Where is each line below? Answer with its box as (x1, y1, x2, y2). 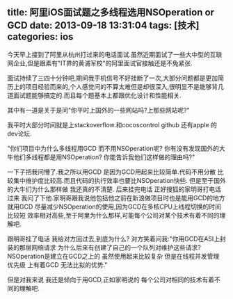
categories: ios (7, 31, 74, 43)
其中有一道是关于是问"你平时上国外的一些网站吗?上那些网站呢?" (7, 106, 190, 114)
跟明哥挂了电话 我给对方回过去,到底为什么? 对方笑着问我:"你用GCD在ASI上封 (7, 234, 226, 243)
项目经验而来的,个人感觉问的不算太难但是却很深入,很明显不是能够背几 (25, 82, 225, 90)
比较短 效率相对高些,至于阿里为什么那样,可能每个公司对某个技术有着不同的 (7, 211, 220, 219)
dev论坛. (7, 129, 33, 138)
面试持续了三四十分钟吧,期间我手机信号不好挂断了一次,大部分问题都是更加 (7, 74, 218, 82)
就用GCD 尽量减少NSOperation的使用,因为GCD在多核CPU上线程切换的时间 (7, 202, 221, 211)
